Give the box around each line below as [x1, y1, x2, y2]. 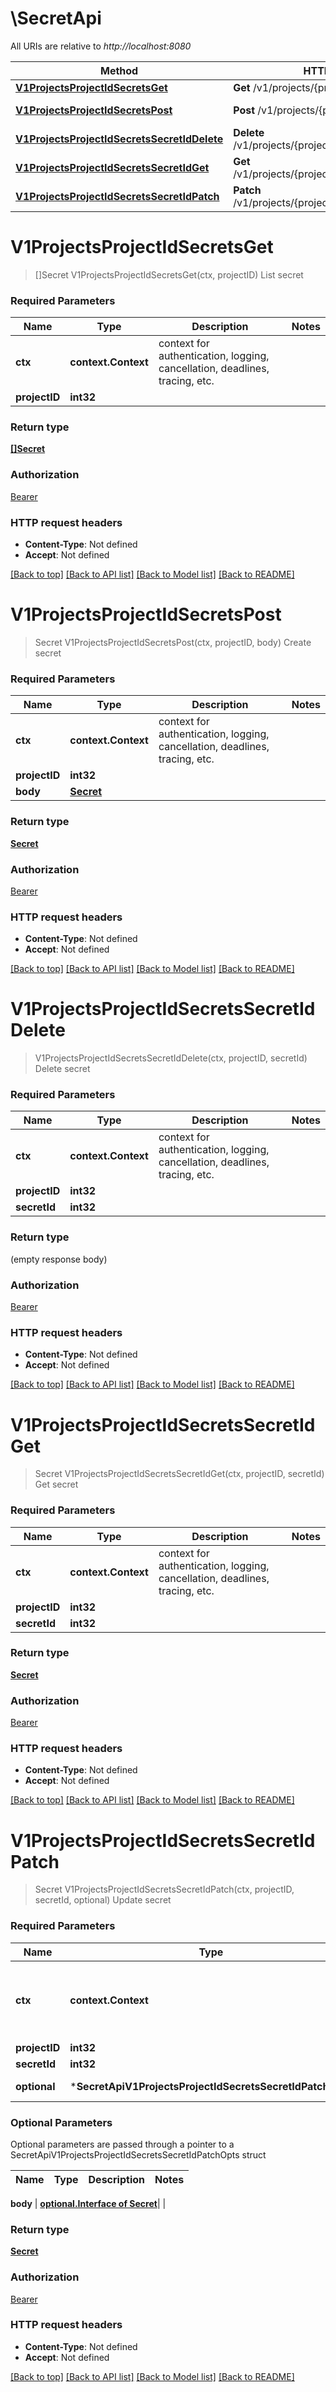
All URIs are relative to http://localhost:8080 [10, 40, 192, 52]
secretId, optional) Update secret [34, 1894, 172, 1906]
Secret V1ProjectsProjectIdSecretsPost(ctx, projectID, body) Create [34, 637, 312, 648]
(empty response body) [10, 1253, 108, 1265]
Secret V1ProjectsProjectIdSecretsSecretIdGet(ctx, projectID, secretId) [34, 1468, 325, 1480]
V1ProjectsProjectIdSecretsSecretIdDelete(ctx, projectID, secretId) [34, 1052, 308, 1064]
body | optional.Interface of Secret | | [10, 2197, 167, 2209]
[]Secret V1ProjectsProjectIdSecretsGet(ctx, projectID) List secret [34, 268, 304, 281]
